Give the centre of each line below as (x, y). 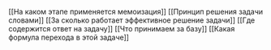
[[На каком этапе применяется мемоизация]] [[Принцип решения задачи (136, 12)
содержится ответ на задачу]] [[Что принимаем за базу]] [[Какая (122, 29)
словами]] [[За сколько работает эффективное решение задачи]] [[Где (132, 20)
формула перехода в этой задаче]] (69, 37)
